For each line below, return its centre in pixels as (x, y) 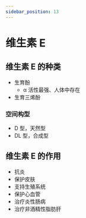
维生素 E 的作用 (33, 156)
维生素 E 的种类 (33, 67)
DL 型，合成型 (31, 135)
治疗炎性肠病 (30, 201)
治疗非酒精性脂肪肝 (38, 208)
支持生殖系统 (30, 186)
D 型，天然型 (30, 128)
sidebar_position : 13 (32, 12)
